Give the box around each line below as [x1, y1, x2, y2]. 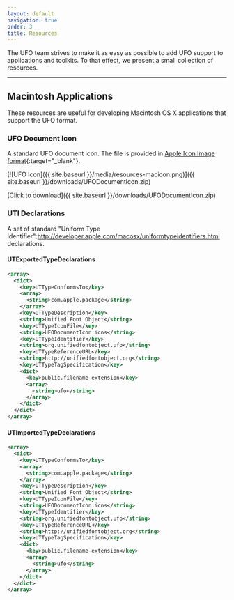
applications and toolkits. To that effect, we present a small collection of [7, 56, 214, 65]
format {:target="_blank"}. [7, 157, 81, 165]
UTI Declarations [7, 208, 65, 218]
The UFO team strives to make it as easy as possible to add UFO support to [7, 49, 224, 57]
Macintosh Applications [7, 90, 114, 102]
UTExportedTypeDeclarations [7, 255, 96, 263]
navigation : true [7, 17, 58, 24]
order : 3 [7, 23, 33, 30]
